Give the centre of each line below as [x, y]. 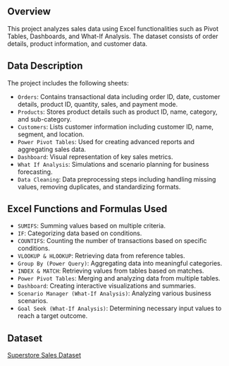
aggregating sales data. [52, 149]
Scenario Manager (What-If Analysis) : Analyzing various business [114, 293]
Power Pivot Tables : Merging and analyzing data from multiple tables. [119, 278]
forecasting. [35, 172]
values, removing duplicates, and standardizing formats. [99, 187]
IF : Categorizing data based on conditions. [80, 233]
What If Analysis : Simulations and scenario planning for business [113, 164]
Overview [29, 12]
